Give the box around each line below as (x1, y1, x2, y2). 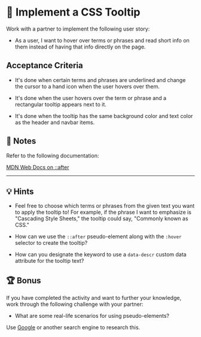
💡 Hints (6, 186, 34, 196)
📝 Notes (6, 136, 36, 146)
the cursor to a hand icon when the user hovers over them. (14, 83, 160, 90)
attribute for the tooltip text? (14, 257, 84, 265)
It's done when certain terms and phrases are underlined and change (14, 76, 186, 83)
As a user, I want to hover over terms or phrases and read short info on (14, 37, 190, 44)
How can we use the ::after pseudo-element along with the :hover (14, 233, 182, 240)
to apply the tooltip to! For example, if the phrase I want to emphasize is (14, 209, 191, 216)
